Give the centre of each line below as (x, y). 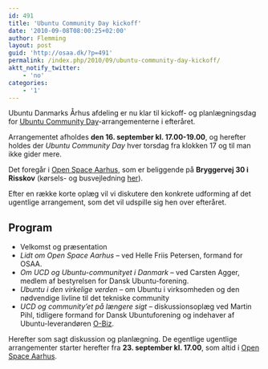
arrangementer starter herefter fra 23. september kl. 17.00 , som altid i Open (134, 348)
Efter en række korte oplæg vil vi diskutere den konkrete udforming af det (130, 194)
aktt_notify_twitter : (45, 68)
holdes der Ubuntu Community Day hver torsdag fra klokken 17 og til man (130, 146)
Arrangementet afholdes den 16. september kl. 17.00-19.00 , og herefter (127, 137)
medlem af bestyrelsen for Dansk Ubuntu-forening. (104, 281)
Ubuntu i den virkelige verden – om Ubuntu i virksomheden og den (130, 290)
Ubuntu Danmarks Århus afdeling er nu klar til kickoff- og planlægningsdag (132, 113)
